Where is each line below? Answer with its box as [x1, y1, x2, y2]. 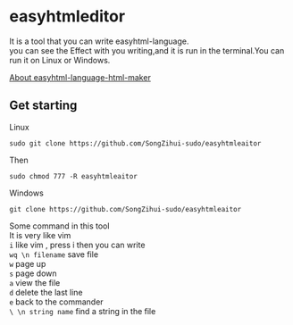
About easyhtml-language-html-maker [9, 71, 152, 82]
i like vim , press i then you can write [9, 239, 146, 250]
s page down [9, 268, 57, 279]
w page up [9, 258, 46, 269]
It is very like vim [9, 229, 71, 240]
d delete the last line [9, 287, 83, 297]
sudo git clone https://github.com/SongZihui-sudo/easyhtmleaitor [9, 138, 262, 148]
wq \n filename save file [9, 248, 99, 260]
